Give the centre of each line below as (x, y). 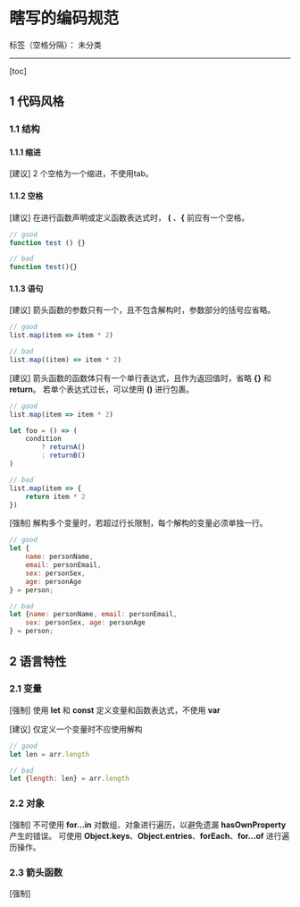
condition (44, 439)
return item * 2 (56, 496)
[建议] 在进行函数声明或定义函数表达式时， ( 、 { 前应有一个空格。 (129, 217)
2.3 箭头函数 (36, 872)
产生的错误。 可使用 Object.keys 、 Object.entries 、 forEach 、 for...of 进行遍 (150, 835)
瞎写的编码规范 (64, 18)
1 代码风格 (37, 102)
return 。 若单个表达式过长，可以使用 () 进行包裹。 (102, 389)
